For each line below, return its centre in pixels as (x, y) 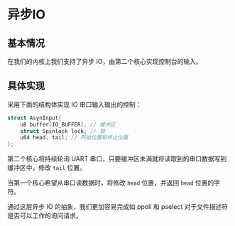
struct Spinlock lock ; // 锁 (62, 131)
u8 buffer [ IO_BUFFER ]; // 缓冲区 (68, 124)
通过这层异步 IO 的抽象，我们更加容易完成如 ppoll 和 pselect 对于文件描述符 (118, 207)
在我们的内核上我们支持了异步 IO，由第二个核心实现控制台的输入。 (105, 61)
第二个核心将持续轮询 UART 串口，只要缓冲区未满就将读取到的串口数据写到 (117, 159)
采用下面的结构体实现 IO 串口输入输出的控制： (75, 104)
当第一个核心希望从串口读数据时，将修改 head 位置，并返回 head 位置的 (111, 183)
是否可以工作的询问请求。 (45, 216)
